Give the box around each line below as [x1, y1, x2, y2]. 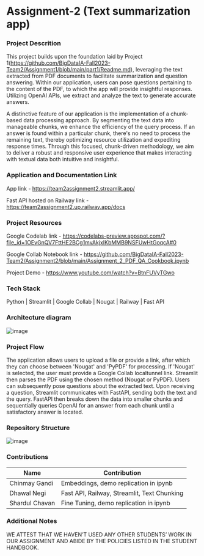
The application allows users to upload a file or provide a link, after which [6, 356, 191, 364]
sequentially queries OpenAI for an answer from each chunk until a [6, 401, 175, 409]
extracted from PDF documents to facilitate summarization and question [6, 72, 188, 80]
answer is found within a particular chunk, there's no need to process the [6, 130, 191, 137]
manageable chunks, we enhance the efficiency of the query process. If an [6, 123, 195, 131]
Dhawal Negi [9, 489, 46, 497]
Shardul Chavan [9, 499, 56, 507]
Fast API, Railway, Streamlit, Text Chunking [60, 489, 184, 497]
